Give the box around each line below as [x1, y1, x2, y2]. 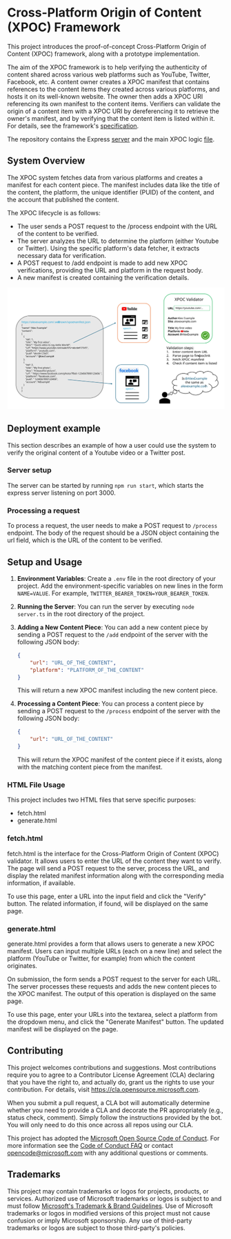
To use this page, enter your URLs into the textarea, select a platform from [7, 1010, 218, 1018]
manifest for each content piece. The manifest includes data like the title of [7, 181, 220, 189]
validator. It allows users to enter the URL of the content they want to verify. [7, 857, 222, 865]
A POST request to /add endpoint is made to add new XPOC [17, 259, 188, 267]
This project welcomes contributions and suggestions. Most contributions [7, 1063, 217, 1071]
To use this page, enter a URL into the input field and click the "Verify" [7, 892, 207, 900]
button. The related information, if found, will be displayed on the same [7, 899, 209, 908]
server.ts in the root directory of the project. [17, 609, 145, 618]
